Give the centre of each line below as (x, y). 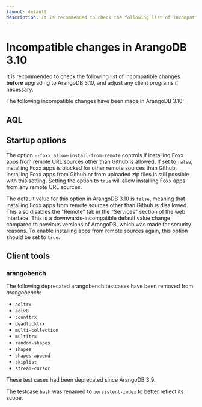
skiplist (26, 362)
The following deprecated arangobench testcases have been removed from (100, 286)
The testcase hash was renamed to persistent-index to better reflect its (95, 391)
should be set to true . (33, 237)
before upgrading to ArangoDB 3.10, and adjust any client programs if (92, 83)
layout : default (26, 12)
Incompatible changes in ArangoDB (97, 47)
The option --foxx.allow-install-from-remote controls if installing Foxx (95, 155)
